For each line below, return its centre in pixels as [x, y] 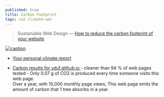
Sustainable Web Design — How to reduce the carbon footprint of [85, 34]
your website [31, 39]
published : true [22, 10]
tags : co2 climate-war [29, 19]
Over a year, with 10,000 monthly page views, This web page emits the [85, 84]
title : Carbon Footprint [31, 15]
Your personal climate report [42, 58]
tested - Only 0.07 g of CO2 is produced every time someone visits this [85, 73]
